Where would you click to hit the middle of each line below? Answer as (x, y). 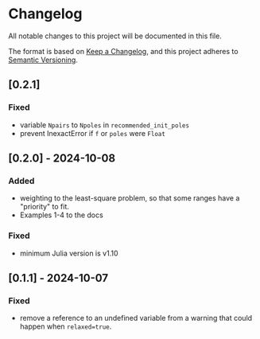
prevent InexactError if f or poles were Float (92, 133)
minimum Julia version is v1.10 (69, 253)
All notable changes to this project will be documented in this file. (115, 36)
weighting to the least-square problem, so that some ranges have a (130, 198)
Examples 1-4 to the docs (61, 215)
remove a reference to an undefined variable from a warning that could (136, 318)
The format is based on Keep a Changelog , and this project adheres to (123, 51)
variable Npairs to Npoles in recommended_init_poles (104, 125)
